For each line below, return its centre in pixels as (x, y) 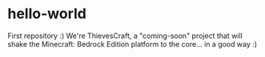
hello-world (47, 14)
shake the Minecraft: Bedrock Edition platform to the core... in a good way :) (132, 44)
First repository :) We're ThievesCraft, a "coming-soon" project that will (125, 36)
